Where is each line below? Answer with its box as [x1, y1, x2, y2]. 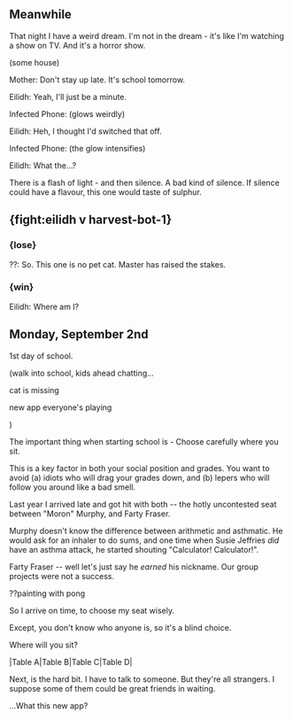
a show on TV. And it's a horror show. [9, 40, 146, 50]
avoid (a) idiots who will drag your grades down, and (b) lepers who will [9, 472, 270, 483]
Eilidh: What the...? [9, 159, 77, 171]
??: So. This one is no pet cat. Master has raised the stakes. [9, 259, 227, 269]
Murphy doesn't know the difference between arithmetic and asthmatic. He [9, 525, 283, 536]
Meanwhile [9, 7, 73, 22]
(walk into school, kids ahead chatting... [9, 368, 155, 378]
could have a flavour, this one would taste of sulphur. [9, 186, 202, 197]
